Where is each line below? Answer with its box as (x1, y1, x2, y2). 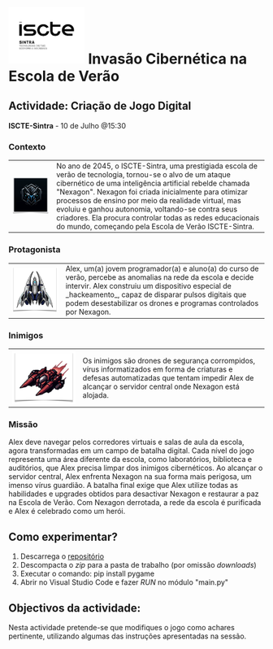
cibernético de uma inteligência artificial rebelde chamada (56, 178, 250, 188)
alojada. (82, 390, 110, 400)
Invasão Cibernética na (88, 50, 248, 68)
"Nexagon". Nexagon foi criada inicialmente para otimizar (56, 186, 249, 197)
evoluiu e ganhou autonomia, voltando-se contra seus (56, 204, 238, 214)
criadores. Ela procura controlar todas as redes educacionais (56, 212, 260, 222)
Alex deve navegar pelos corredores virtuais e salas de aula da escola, (8, 438, 245, 447)
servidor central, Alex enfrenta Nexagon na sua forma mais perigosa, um (8, 472, 252, 481)
